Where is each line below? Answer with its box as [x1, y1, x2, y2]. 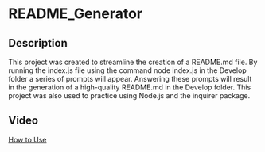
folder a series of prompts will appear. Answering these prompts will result [8, 74, 252, 83]
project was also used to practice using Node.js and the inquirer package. [8, 91, 251, 100]
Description [8, 36, 68, 50]
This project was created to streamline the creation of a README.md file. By [8, 57, 258, 66]
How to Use [8, 135, 47, 144]
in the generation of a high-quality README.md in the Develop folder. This [8, 82, 251, 92]
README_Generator [8, 5, 143, 23]
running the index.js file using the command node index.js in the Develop [8, 66, 247, 75]
